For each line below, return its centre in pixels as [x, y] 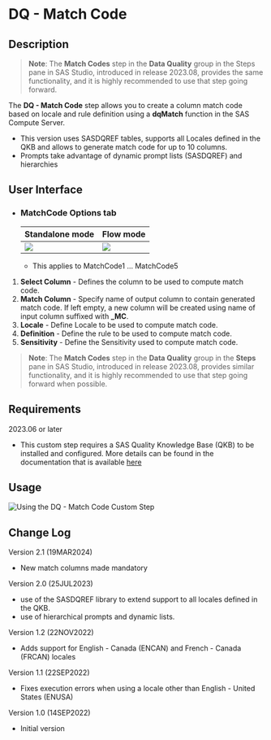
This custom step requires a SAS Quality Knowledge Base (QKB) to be [137, 445]
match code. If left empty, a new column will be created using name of [138, 307]
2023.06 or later [36, 429]
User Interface [46, 190]
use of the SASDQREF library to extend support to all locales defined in [139, 599]
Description [39, 44]
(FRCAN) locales [48, 657]
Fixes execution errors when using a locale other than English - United [138, 689]
